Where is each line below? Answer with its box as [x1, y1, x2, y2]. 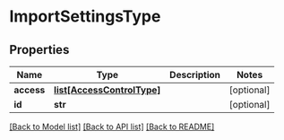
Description [169, 69, 221, 81]
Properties [9, 42, 70, 57]
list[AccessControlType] [53, 83, 161, 96]
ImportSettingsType [9, 6, 161, 27]
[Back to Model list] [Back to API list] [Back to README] [9, 121, 215, 132]
